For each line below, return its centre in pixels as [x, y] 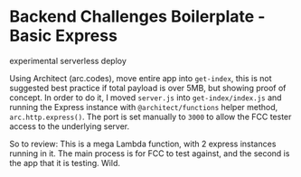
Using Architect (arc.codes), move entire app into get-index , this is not [141, 78]
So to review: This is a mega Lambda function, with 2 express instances [143, 144]
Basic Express [63, 36]
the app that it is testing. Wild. [65, 163]
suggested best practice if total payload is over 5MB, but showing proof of [148, 88]
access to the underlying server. [69, 126]
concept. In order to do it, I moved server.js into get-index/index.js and [146, 98]
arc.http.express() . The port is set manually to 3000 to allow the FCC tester [150, 116]
